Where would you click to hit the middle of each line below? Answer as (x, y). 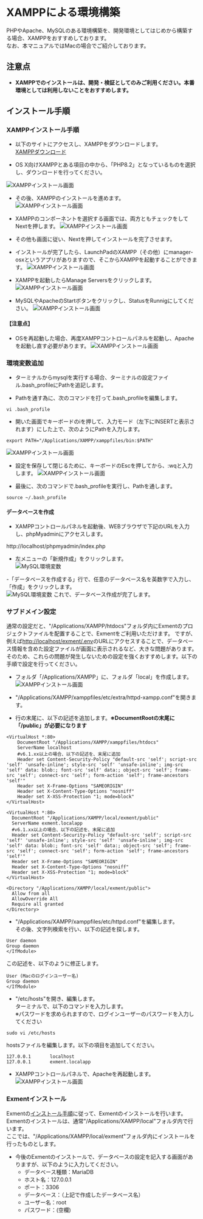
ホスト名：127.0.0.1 (48, 1179)
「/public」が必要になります (51, 726)
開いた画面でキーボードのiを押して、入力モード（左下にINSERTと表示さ (105, 421)
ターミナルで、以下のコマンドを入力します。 (71, 1006)
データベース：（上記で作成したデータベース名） (84, 1195)
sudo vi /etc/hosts (31, 1033)
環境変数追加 (25, 363)
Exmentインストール (36, 1099)
